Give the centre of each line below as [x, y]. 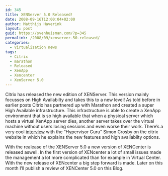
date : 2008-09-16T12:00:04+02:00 [40, 19]
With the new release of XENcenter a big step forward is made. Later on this [84, 163]
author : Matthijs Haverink [33, 24]
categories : [18, 43]
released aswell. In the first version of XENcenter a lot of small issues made [83, 152]
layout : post [19, 29]
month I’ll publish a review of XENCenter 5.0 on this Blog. [64, 168]
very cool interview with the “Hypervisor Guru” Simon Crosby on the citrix [82, 132]
